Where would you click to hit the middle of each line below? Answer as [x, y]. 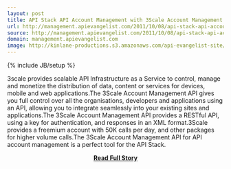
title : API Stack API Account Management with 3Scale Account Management [115, 20]
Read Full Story [115, 158]
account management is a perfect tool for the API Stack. [87, 145]
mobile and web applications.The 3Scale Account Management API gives [111, 93]
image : [16, 46]
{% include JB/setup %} [41, 65]
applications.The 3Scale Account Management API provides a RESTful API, [113, 115]
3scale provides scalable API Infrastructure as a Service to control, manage [114, 79]
